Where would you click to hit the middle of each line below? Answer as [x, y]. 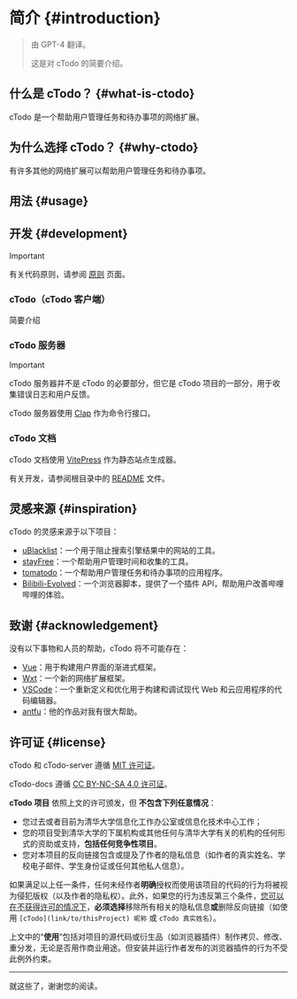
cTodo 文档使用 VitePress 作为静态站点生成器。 [95, 459]
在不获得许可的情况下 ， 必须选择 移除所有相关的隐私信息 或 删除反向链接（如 [145, 907]
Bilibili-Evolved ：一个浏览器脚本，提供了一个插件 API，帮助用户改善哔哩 [153, 584]
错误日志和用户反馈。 [55, 394]
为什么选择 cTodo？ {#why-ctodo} [104, 147]
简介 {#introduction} [85, 18]
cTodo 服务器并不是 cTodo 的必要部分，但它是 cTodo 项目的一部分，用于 [141, 383]
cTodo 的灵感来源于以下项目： [64, 531]
